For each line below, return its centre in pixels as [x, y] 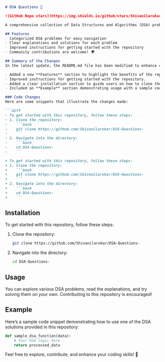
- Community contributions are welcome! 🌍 [50, 52]
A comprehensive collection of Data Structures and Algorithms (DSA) [78, 25]
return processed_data [37, 345]
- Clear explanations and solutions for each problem [61, 43]
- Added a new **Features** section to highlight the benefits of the [79, 74]
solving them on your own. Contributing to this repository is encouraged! [79, 294]
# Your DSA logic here [37, 340]
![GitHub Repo [20, 16]
